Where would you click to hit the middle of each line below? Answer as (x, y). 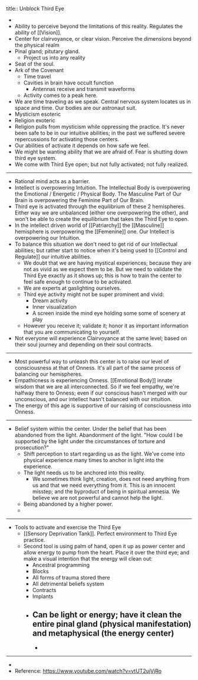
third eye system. (36, 158)
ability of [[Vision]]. (38, 32)
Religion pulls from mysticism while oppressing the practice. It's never (100, 127)
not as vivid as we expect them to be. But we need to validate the (103, 269)
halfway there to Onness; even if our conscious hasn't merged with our (101, 393)
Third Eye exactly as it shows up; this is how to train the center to (103, 275)
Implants (43, 596)
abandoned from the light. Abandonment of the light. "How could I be (99, 435)
